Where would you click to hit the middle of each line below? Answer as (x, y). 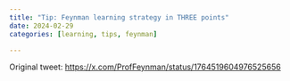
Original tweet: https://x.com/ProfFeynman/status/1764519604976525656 (145, 67)
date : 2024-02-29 (41, 26)
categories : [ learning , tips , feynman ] (83, 34)
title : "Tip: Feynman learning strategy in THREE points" (119, 17)
